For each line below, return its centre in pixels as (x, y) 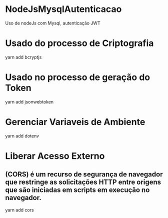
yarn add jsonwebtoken (29, 101)
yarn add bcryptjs (23, 57)
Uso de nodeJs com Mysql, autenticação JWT (53, 23)
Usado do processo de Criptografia (79, 43)
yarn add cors (19, 210)
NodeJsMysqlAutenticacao (63, 9)
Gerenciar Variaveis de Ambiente (75, 122)
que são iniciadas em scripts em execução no (77, 190)
